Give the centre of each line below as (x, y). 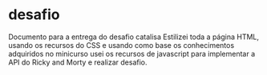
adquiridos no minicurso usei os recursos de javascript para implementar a (132, 53)
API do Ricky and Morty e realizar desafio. (78, 62)
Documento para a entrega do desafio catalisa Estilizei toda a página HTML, (133, 37)
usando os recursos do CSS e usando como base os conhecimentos (121, 45)
